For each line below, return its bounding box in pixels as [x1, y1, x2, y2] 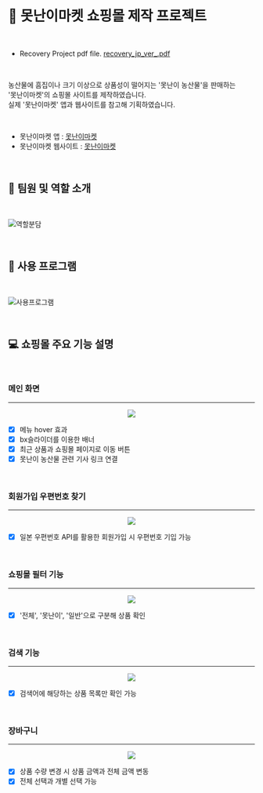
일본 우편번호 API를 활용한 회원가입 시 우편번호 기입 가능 [19, 533, 192, 542]
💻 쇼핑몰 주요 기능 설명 [8, 337, 114, 351]
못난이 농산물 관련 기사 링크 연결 [19, 454, 118, 464]
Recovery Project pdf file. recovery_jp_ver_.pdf [19, 49, 171, 58]
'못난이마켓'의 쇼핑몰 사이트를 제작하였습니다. [8, 89, 146, 99]
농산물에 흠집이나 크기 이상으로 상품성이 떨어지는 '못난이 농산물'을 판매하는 [8, 80, 236, 89]
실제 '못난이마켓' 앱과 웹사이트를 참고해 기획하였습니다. [8, 100, 176, 109]
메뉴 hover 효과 [19, 424, 68, 434]
